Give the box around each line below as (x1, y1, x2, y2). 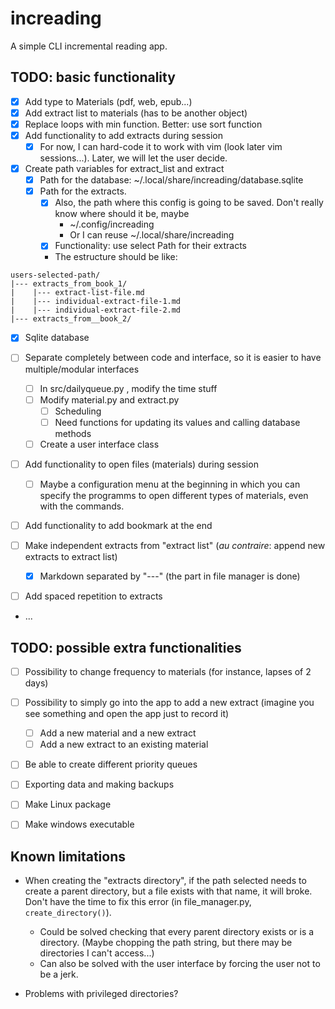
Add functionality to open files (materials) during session (24, 458, 259, 470)
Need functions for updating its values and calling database (54, 416, 301, 428)
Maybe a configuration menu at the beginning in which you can (39, 478, 301, 490)
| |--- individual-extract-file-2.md (10, 305, 182, 316)
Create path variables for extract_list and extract (24, 163, 225, 175)
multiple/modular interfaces (24, 363, 140, 375)
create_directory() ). (24, 907, 112, 919)
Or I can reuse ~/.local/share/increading (69, 229, 235, 241)
